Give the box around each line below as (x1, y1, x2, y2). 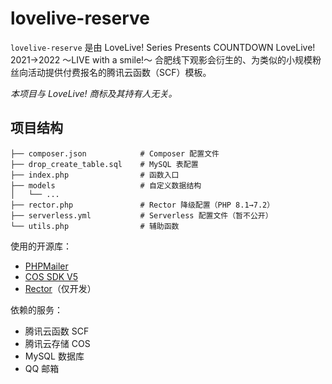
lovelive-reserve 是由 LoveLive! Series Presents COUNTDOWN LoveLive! (10, 41, 316, 53)
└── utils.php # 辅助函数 (10, 221, 180, 231)
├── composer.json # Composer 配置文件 (10, 148, 220, 159)
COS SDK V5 (24, 270, 79, 282)
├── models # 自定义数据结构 (10, 180, 202, 191)
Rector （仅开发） (24, 282, 97, 294)
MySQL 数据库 (24, 350, 85, 362)
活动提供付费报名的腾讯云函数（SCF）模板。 (27, 66, 212, 78)
